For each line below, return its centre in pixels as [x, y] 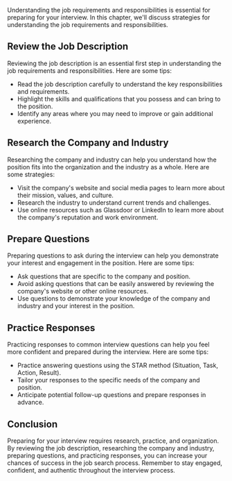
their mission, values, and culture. [65, 195]
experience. [34, 121]
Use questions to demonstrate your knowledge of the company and [114, 298]
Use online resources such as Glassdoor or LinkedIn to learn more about [121, 210]
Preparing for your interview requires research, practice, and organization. [113, 441]
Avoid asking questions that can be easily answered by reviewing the [116, 284]
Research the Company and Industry [88, 143]
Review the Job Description [68, 47]
